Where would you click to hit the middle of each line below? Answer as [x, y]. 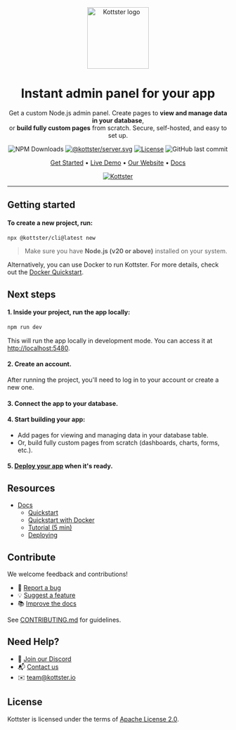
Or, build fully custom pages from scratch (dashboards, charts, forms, [118, 442]
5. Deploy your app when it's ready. [60, 466]
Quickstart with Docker [61, 520]
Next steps [32, 294]
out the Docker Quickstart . [46, 272]
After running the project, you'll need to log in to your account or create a [113, 380]
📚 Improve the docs [47, 603]
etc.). [25, 450]
